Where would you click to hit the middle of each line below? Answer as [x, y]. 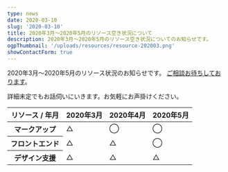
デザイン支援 [35, 158]
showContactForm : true [40, 53]
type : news [23, 14]
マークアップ [35, 129]
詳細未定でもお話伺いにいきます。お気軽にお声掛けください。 [95, 96]
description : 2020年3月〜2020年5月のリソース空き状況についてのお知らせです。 [109, 40]
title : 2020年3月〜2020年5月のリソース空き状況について [80, 33]
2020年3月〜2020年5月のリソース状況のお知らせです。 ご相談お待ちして [111, 73]
